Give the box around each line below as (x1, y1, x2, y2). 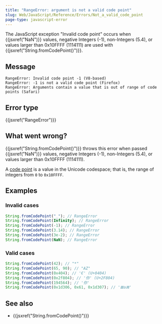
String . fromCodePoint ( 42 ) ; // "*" (5, 261, 79, 267)
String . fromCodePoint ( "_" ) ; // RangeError (5, 213, 97, 218)
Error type (5, 103, 38, 112)
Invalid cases (5, 202, 39, 209)
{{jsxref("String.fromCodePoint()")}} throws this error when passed (5, 145, 148, 151)
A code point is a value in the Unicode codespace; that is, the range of (5, 166, 154, 172)
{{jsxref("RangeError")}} (5, 117, 56, 123)
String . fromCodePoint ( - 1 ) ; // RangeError (5, 223, 95, 228)
